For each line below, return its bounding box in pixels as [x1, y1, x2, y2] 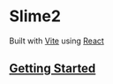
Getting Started [9, 61, 96, 76]
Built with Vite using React [9, 35, 104, 46]
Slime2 [9, 6, 62, 27]
